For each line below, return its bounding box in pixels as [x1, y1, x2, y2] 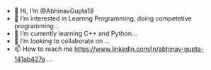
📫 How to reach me [13, 45, 73, 53]
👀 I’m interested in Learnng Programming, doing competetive [13, 14, 193, 23]
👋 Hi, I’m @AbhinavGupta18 [13, 7, 94, 15]
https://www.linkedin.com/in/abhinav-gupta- [74, 45, 204, 53]
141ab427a [13, 55, 46, 63]
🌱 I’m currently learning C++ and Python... [13, 29, 137, 37]
